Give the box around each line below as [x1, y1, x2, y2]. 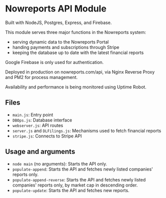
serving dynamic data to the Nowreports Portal [12, 38, 109, 45]
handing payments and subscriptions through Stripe [12, 44, 120, 50]
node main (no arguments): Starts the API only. [12, 160, 107, 166]
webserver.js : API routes [12, 122, 63, 128]
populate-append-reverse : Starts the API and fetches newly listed [12, 176, 146, 182]
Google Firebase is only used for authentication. [5, 59, 104, 65]
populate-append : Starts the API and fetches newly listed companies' [12, 166, 153, 172]
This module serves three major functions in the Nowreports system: [5, 29, 146, 35]
